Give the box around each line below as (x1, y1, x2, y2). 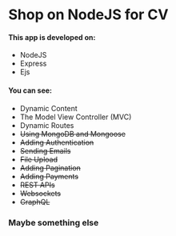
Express (19, 58, 47, 69)
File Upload (19, 154, 58, 164)
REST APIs (19, 180, 55, 190)
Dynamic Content (19, 103, 78, 113)
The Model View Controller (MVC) (19, 112, 132, 122)
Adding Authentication (19, 138, 94, 147)
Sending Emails (19, 146, 71, 155)
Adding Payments (19, 171, 78, 181)
